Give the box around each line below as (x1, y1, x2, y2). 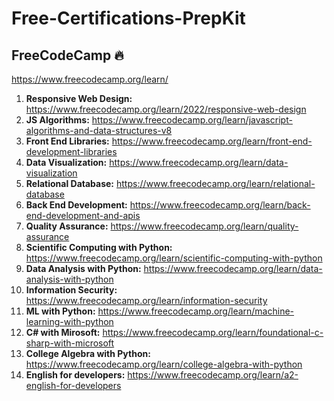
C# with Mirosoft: (25, 327, 101, 338)
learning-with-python (25, 316, 114, 327)
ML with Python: (25, 305, 96, 317)
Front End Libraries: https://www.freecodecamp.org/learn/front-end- (25, 135, 313, 147)
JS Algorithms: (25, 114, 90, 126)
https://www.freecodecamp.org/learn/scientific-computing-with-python (25, 252, 323, 264)
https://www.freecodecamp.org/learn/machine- (97, 305, 295, 317)
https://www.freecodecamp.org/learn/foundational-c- (102, 327, 324, 338)
